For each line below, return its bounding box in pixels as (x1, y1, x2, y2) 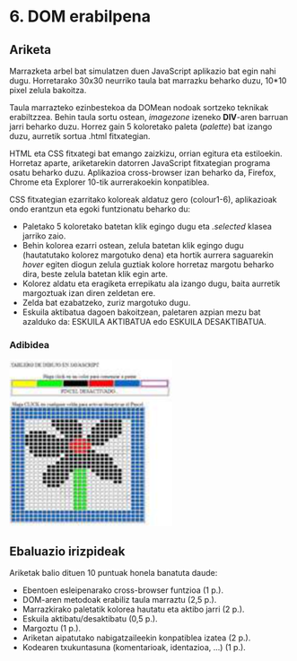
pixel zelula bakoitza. (9, 85, 87, 95)
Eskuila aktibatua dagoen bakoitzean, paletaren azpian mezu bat (22, 307, 261, 317)
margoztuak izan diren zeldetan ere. (22, 288, 156, 298)
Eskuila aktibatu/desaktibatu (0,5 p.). (22, 613, 159, 624)
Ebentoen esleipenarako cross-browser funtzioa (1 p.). (22, 585, 224, 596)
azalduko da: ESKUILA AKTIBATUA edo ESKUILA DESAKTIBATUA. (22, 317, 266, 326)
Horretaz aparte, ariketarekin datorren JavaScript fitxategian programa (9, 158, 271, 168)
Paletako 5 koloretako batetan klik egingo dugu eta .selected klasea (22, 222, 272, 231)
